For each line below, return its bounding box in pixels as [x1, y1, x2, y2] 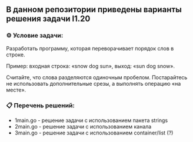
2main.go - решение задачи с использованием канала [14, 123, 152, 130]
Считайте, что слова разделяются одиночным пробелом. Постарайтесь [6, 73, 188, 81]
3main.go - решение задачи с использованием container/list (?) [14, 129, 174, 136]
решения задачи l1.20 [6, 14, 91, 24]
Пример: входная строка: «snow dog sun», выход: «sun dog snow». [6, 62, 175, 69]
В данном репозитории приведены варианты [6, 5, 182, 15]
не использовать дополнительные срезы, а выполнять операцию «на [6, 80, 181, 87]
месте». [6, 86, 26, 93]
